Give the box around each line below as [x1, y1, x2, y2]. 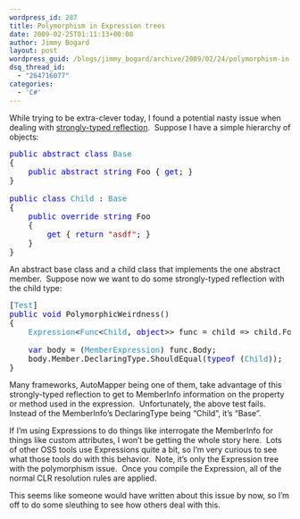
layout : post [9, 46, 58, 55]
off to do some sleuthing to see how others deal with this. [9, 499, 221, 510]
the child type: [9, 282, 62, 293]
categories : [9, 80, 54, 88]
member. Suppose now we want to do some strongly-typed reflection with [9, 273, 285, 284]
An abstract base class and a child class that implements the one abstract [9, 264, 281, 274]
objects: [9, 131, 39, 142]
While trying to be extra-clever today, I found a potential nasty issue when [9, 113, 281, 123]
